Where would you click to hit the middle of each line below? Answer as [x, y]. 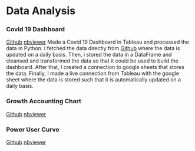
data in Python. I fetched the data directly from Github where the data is [93, 48]
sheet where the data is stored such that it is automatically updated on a [94, 80]
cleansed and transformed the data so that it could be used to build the [92, 61]
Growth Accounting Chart [44, 101]
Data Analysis [41, 11]
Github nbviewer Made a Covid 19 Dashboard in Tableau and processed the [98, 42]
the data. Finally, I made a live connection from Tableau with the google [93, 73]
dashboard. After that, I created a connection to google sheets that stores [95, 67]
